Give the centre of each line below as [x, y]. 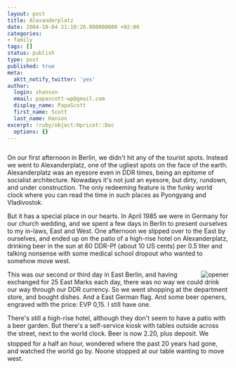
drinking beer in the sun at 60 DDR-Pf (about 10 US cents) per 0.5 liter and [115, 246]
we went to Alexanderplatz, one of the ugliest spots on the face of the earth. [118, 165]
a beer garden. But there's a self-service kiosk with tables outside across [113, 326]
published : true [31, 66]
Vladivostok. [25, 203]
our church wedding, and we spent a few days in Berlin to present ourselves [117, 224]
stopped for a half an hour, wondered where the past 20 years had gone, [112, 344]
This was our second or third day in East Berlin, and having [92, 274]
